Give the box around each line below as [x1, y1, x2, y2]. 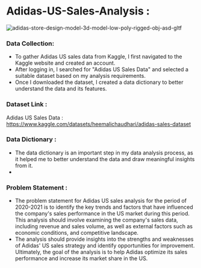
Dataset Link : [6, 100, 48, 109]
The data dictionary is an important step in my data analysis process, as [14, 149, 194, 156]
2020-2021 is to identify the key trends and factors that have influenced [14, 203, 194, 211]
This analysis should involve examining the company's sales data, [14, 216, 179, 224]
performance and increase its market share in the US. [14, 255, 148, 262]
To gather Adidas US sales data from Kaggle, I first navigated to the [14, 53, 182, 60]
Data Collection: [6, 39, 55, 48]
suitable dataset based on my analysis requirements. [14, 72, 146, 80]
